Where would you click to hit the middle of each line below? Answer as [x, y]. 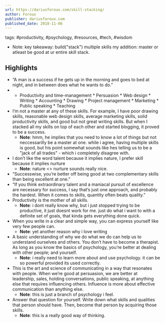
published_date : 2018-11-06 [34, 23]
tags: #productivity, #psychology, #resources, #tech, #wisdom [69, 37]
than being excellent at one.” [41, 179]
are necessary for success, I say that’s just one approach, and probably [85, 190]
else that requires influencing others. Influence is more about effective [83, 284]
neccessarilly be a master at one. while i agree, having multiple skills [89, 143]
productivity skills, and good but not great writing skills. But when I [80, 122]
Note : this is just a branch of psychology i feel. [67, 294]
